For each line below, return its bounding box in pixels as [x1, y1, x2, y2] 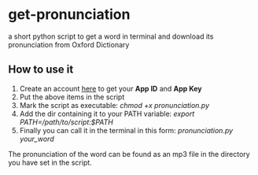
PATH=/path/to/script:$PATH [19, 117, 114, 127]
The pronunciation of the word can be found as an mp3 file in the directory [8, 149, 250, 158]
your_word [19, 134, 54, 143]
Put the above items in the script [19, 92, 125, 102]
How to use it [8, 63, 74, 76]
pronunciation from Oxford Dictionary [8, 39, 130, 49]
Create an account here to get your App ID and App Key [19, 84, 202, 93]
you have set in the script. [8, 158, 92, 167]
